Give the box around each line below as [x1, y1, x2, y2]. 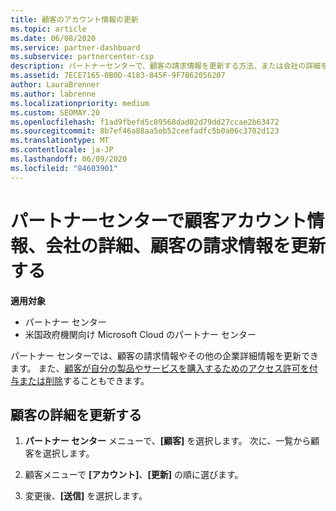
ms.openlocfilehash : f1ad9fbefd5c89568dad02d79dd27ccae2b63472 [10, 117, 280, 127]
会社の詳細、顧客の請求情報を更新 [45, 234, 327, 257]
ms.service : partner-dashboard [10, 42, 141, 53]
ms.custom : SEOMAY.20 [10, 107, 101, 118]
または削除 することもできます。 [18, 374, 150, 386]
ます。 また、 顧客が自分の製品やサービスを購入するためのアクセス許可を [10, 362, 310, 374]
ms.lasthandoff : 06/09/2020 [10, 154, 128, 164]
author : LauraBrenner [10, 80, 101, 90]
